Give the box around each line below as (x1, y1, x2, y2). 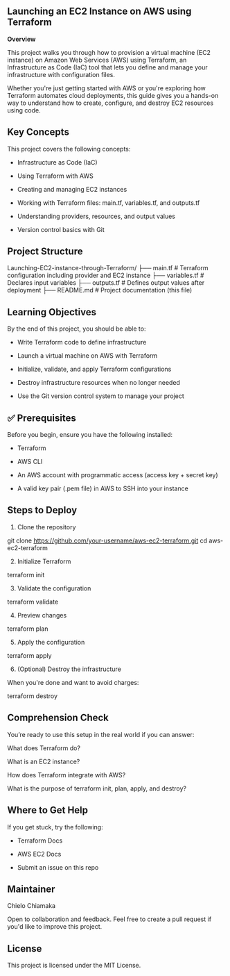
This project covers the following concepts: (7, 144, 131, 153)
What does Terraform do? (7, 743, 81, 752)
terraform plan (7, 625, 48, 633)
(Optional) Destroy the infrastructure (17, 665, 121, 673)
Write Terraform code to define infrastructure (17, 338, 147, 347)
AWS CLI (17, 458, 43, 466)
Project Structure (7, 246, 83, 258)
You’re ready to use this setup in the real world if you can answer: (7, 730, 195, 738)
